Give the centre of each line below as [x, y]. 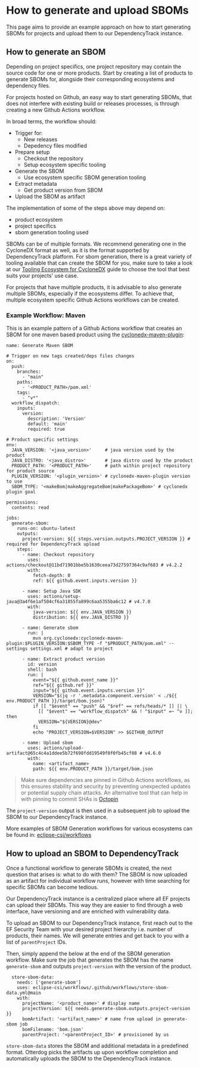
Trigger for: [29, 133]
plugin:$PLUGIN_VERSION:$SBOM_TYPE [50, 644]
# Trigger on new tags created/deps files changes [70, 356]
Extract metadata [36, 183]
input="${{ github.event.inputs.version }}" [89, 690]
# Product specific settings [42, 440]
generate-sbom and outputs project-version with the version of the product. [99, 966]
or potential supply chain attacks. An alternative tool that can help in [104, 793]
